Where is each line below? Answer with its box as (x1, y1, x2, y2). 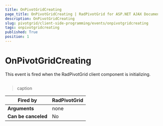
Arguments (7, 105, 34, 112)
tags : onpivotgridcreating (5, 25, 60, 30)
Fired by (17, 97, 37, 104)
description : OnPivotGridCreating (5, 16, 75, 21)
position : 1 (5, 35, 29, 39)
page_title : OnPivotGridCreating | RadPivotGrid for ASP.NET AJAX (5, 12, 142, 17)
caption (16, 86, 33, 91)
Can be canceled (7, 113, 48, 120)
